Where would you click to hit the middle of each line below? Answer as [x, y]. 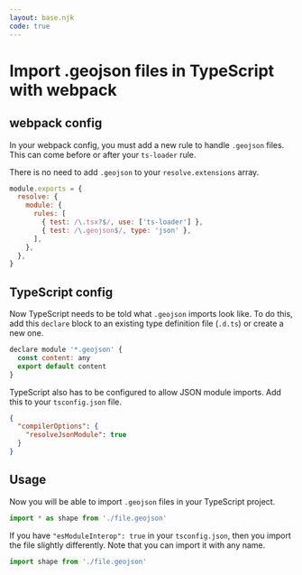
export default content [62, 366]
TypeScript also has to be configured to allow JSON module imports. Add [146, 392]
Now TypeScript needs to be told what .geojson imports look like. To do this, [151, 314]
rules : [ [50, 214]
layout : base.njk [42, 18]
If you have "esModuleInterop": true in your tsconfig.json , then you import [150, 535]
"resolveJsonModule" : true [76, 435]
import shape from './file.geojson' [78, 561]
